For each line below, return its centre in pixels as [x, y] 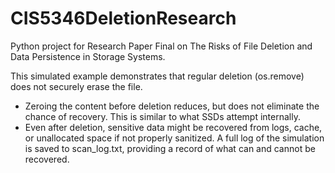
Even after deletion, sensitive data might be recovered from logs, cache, [173, 127]
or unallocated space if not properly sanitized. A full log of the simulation [174, 138]
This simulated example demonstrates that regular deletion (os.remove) [157, 76]
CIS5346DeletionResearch [123, 18]
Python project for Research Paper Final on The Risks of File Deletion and [161, 46]
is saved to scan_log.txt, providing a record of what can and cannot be [170, 148]
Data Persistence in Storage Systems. [88, 56]
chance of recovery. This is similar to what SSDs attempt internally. [162, 116]
